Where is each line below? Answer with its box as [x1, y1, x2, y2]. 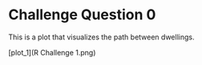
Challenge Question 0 [8, 6, 156, 24]
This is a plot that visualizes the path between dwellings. [8, 32, 195, 42]
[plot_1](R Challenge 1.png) [8, 47, 96, 57]
